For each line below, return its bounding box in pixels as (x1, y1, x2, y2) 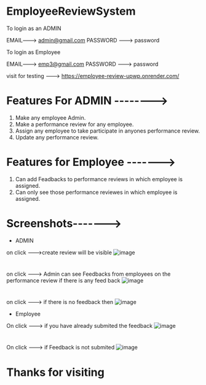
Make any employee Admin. (15, 114, 86, 121)
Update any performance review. (15, 133, 99, 141)
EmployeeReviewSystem (6, 4, 136, 18)
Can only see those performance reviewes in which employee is (15, 189, 178, 196)
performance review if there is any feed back (6, 276, 121, 284)
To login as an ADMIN (6, 25, 61, 32)
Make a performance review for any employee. (15, 120, 134, 128)
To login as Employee (6, 48, 61, 56)
